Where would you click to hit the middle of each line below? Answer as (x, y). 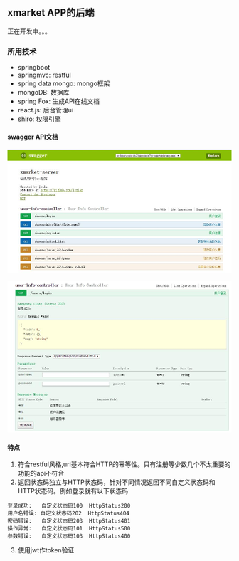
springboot (34, 68)
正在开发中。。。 (29, 31)
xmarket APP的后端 (51, 13)
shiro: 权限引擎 (39, 119)
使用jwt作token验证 (46, 550)
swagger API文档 (33, 137)
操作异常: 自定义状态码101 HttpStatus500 (69, 529)
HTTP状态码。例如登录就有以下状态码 (73, 491)
